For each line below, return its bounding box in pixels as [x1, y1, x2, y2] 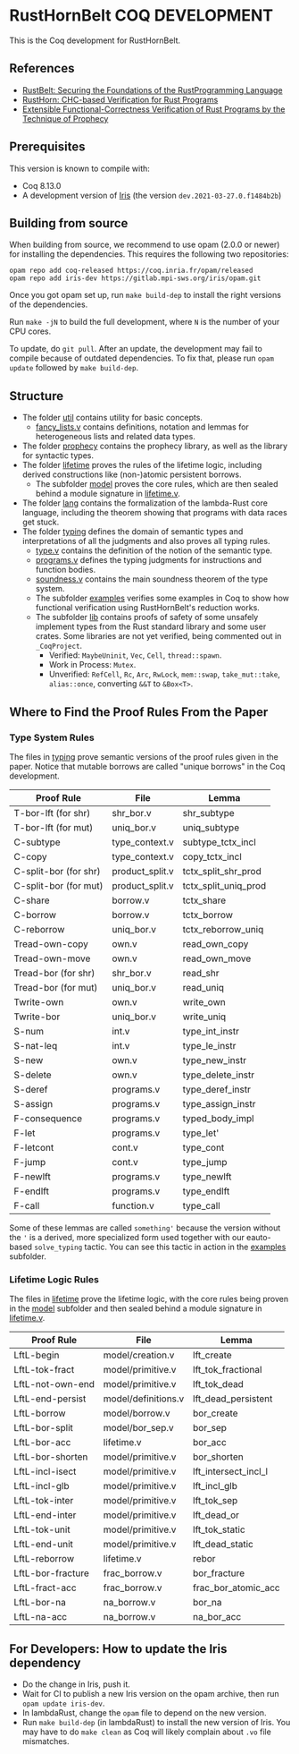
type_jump [182, 1155, 228, 1168]
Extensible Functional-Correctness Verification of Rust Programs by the [21, 104, 286, 115]
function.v [111, 1199, 154, 1212]
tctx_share [182, 894, 227, 907]
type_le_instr [182, 1039, 237, 1052]
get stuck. [21, 516, 60, 528]
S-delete [13, 1069, 52, 1081]
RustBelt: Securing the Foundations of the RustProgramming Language [21, 84, 283, 95]
